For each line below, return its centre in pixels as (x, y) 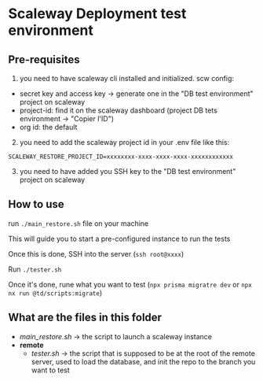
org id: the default (48, 127)
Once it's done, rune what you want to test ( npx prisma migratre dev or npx (130, 284)
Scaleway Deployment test (97, 14)
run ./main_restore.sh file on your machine (79, 223)
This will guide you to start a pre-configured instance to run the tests (119, 239)
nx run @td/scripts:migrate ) (55, 293)
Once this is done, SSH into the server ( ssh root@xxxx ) (96, 253)
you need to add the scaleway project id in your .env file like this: (124, 142)
